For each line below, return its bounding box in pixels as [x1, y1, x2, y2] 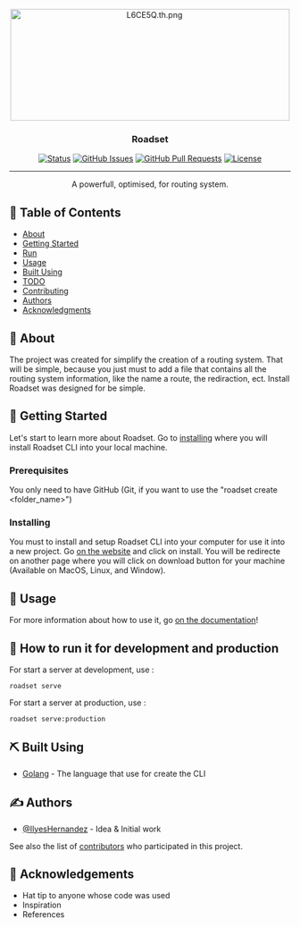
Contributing [21, 286, 69, 297]
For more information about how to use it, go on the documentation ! [9, 615, 259, 626]
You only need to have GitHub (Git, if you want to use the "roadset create [9, 485, 279, 495]
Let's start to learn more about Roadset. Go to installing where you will [9, 432, 268, 442]
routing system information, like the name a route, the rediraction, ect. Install [9, 373, 290, 383]
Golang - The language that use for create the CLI [21, 768, 206, 779]
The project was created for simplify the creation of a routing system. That [9, 354, 283, 365]
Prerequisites [9, 464, 69, 476]
